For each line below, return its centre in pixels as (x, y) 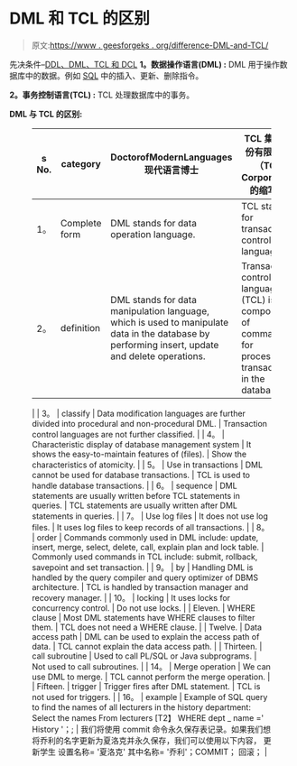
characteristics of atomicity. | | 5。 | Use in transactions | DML (148, 465)
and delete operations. (158, 355)
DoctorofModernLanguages (172, 157)
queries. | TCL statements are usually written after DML (135, 505)
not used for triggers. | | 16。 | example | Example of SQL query (150, 697)
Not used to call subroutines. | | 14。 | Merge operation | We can (151, 666)
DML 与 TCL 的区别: (46, 114)
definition (80, 328)
